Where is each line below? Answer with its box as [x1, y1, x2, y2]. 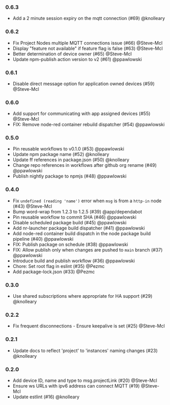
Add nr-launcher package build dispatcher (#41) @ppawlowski [12, 225, 145, 231]
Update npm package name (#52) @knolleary [12, 151, 110, 158]
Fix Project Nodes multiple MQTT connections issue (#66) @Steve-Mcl [12, 40, 163, 46]
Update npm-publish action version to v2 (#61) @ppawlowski [12, 56, 142, 62]
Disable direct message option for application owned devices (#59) [12, 81, 155, 87]
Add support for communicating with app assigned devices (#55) [12, 110, 151, 117]
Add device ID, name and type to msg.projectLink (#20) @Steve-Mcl [12, 377, 157, 383]
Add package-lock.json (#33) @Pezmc [12, 268, 95, 275]
